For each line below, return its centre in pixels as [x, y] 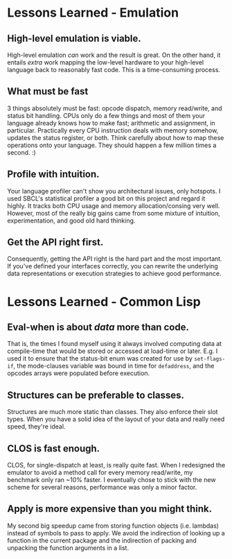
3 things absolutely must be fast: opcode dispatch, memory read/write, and [115, 108]
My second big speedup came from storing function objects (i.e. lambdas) [113, 526]
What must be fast [48, 92]
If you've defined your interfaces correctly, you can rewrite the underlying [113, 266]
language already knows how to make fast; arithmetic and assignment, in [111, 123]
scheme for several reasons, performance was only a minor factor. [102, 488]
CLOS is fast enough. [54, 448]
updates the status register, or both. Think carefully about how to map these [116, 137]
